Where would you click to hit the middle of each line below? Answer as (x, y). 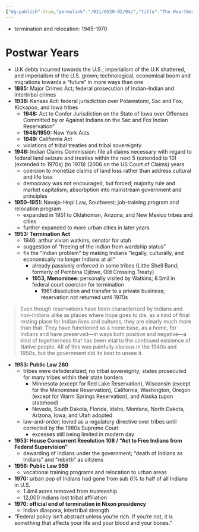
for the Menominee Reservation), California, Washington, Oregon (111, 390)
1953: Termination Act (42, 234)
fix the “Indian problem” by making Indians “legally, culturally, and (103, 253)
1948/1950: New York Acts (56, 132)
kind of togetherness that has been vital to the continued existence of (105, 340)
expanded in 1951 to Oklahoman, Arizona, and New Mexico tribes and (108, 214)
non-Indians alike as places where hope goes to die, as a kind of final (105, 315)
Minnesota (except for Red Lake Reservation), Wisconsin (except (111, 383)
